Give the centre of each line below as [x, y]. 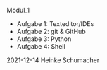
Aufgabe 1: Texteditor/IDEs [55, 24]
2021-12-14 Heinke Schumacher [53, 60]
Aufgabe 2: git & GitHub [51, 31]
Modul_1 [18, 10]
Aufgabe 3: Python [44, 39]
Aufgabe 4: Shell [41, 46]
